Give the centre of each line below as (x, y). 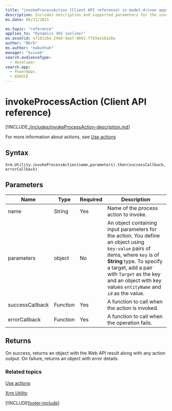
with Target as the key (134, 274)
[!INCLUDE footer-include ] (33, 403)
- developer (23, 62)
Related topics (24, 372)
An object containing (132, 222)
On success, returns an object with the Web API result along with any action (85, 353)
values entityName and (134, 286)
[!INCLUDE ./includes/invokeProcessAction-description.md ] (68, 127)
